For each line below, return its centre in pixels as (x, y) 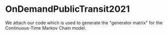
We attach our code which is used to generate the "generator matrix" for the (84, 23)
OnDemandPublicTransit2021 (68, 9)
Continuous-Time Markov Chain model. (46, 28)
